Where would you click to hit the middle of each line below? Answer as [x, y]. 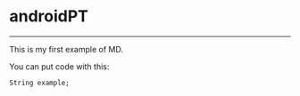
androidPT [49, 16]
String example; [39, 83]
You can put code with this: [59, 66]
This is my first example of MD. [66, 49]
